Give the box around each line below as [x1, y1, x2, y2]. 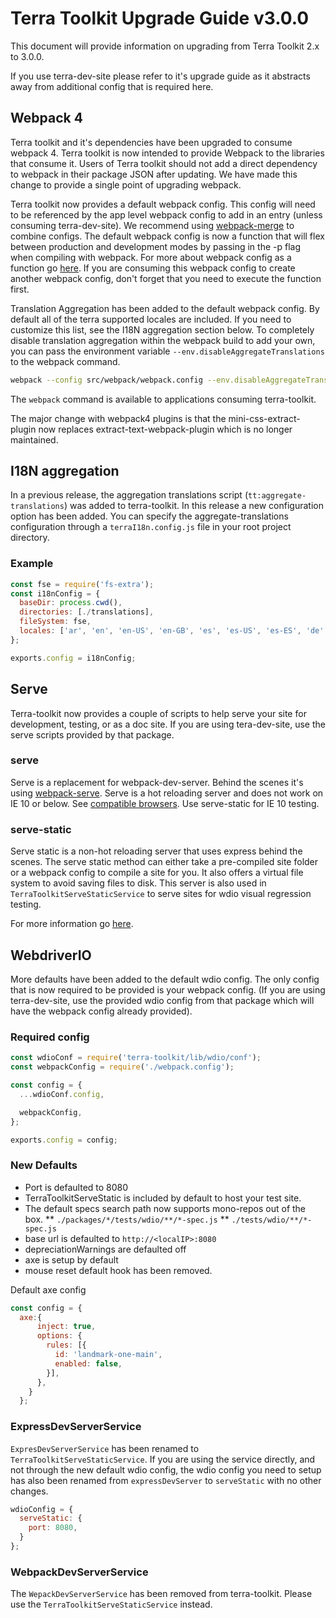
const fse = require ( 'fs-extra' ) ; [10, 579, 155, 589]
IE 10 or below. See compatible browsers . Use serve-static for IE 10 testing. [10, 797, 320, 809]
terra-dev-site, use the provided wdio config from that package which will [10, 994, 315, 1006]
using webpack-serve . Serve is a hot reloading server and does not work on [10, 787, 324, 799]
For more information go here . [10, 918, 134, 930]
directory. [10, 532, 50, 544]
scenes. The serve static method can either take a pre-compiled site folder [10, 856, 319, 868]
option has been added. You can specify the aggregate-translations [10, 510, 289, 522]
